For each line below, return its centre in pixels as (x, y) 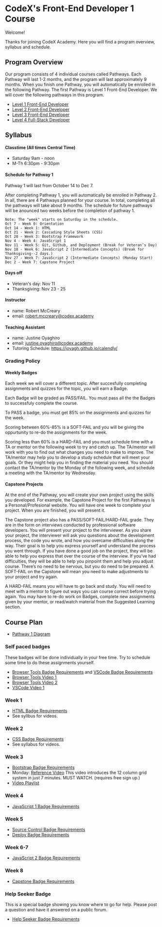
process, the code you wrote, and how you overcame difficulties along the (79, 541)
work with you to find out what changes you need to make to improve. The (79, 452)
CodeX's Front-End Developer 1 (70, 9)
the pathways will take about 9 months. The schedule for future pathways (79, 205)
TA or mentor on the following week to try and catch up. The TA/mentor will (80, 447)
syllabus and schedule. (28, 47)
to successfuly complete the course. (41, 403)
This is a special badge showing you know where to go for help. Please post (81, 904)
